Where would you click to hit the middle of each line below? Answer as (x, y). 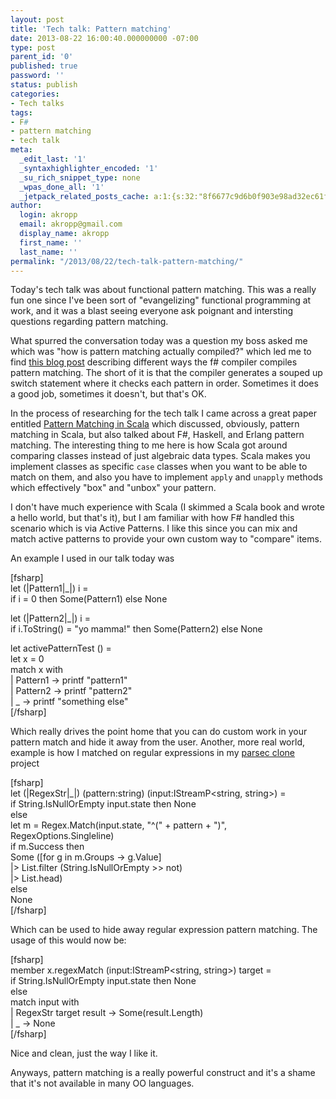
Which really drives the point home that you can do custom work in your (159, 732)
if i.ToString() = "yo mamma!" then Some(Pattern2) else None (136, 629)
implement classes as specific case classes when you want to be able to (159, 467)
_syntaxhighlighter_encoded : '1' (89, 168)
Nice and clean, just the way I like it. (84, 1053)
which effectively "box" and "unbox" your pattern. (113, 488)
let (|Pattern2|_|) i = (50, 618)
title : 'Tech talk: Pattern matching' (91, 29)
